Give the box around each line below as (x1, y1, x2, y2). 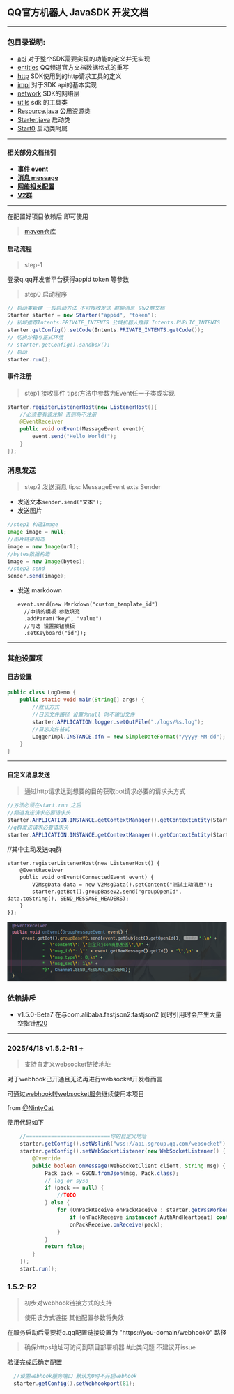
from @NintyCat (7, 1104, 54, 1112)
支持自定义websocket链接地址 (24, 1060, 111, 1069)
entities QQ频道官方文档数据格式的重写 (17, 63, 130, 72)
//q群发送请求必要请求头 (7, 824, 69, 831)
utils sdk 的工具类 (17, 98, 68, 107)
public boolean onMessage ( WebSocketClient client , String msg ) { (32, 1162, 226, 1169)
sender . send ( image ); (7, 573, 68, 580)
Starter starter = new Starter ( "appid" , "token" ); (7, 312, 157, 319)
